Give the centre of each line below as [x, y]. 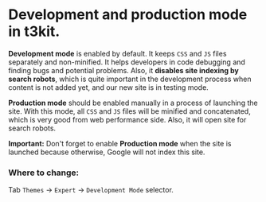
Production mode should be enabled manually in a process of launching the [133, 103]
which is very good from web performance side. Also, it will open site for [127, 119]
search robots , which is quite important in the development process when [130, 79]
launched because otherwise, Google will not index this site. [107, 152]
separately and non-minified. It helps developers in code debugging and [127, 62]
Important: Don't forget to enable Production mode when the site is [120, 143]
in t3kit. [34, 31]
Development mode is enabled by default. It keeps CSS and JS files [117, 53]
